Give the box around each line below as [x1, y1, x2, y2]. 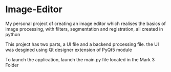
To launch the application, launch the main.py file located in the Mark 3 [5, 56, 155, 62]
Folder [5, 62, 19, 68]
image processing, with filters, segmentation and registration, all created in [5, 26, 163, 32]
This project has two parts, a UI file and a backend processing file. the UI [5, 41, 159, 47]
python [5, 31, 20, 37]
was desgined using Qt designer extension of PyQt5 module [5, 46, 132, 53]
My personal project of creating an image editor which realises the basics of [5, 20, 166, 27]
